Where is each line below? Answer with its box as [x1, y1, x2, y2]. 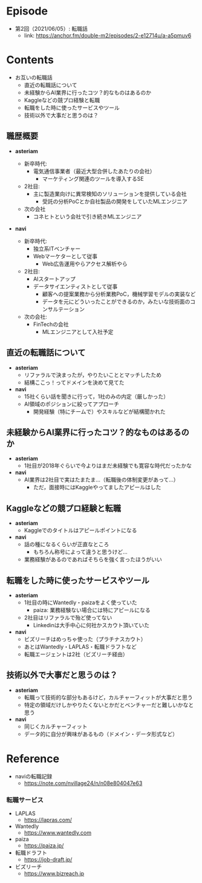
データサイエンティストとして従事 [33, 282, 118, 290]
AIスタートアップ [33, 275, 76, 282]
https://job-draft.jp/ [24, 856, 73, 863]
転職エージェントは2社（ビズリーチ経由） [24, 650, 128, 657]
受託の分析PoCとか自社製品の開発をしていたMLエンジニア [42, 198, 187, 205]
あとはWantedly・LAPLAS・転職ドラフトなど [24, 643, 137, 650]
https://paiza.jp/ [24, 842, 64, 849]
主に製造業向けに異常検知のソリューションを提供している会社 [33, 190, 187, 197]
